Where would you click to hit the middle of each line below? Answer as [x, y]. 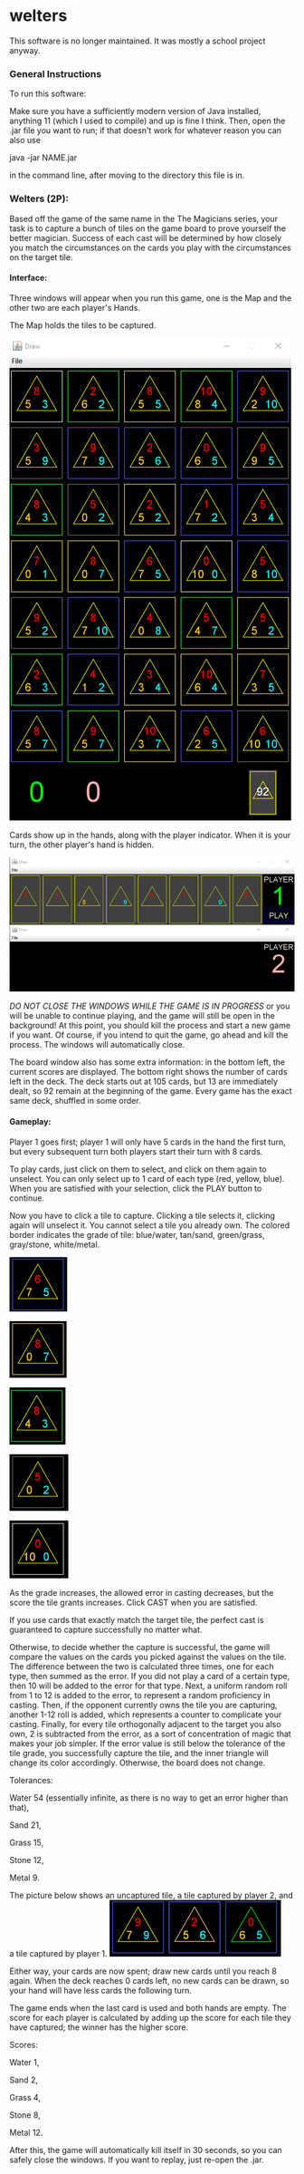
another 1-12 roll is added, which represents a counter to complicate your [146, 1715]
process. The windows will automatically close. [97, 1045]
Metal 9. [25, 1878]
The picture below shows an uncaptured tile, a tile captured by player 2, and [152, 1895]
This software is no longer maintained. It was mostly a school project [138, 41]
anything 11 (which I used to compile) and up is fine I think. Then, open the [147, 121]
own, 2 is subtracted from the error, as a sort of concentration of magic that [150, 1734]
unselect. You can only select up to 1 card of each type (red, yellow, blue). [147, 1178]
